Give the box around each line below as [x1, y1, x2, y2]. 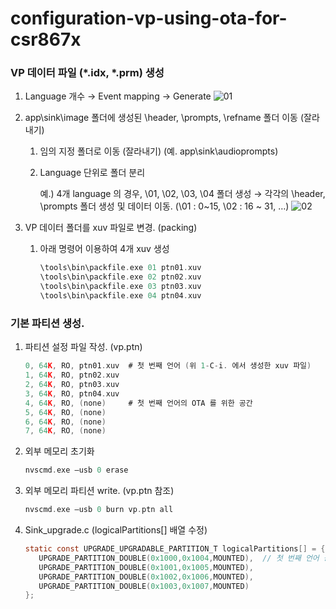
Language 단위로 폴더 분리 [39, 167, 146, 179]
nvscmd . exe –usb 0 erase [24, 465, 129, 476]
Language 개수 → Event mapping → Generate [24, 90, 212, 102]
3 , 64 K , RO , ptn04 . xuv [24, 388, 120, 399]
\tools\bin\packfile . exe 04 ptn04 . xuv [39, 291, 202, 301]
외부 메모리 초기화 [24, 445, 95, 457]
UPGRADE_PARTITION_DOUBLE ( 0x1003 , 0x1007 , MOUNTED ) [38, 581, 250, 591]
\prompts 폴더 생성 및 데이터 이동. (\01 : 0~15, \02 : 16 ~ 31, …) [39, 200, 290, 212]
